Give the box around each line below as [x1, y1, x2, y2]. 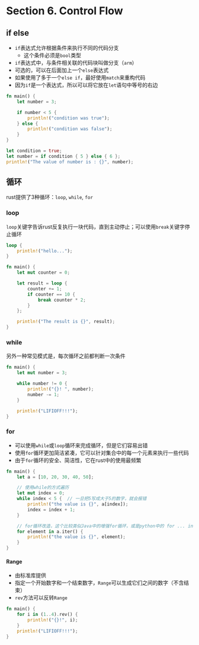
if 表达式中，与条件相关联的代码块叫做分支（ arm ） [14, 59, 137, 66]
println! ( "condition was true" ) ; [27, 115, 110, 121]
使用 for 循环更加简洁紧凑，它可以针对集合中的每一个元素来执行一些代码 [14, 449, 190, 456]
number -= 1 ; [27, 391, 60, 397]
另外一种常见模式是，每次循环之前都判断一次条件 [6, 352, 126, 360]
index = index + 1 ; [27, 507, 76, 513]
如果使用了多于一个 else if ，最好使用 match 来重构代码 [14, 74, 146, 81]
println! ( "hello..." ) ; [17, 248, 73, 254]
